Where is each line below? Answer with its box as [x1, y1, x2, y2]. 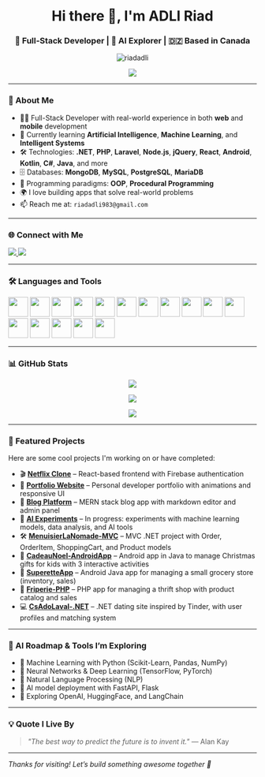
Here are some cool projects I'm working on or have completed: [8, 453, 215, 462]
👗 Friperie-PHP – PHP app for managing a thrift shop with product [19, 584, 235, 594]
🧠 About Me [8, 95, 54, 106]
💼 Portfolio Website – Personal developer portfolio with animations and [19, 480, 251, 490]
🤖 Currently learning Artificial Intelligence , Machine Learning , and [19, 129, 238, 139]
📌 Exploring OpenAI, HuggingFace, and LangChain [19, 692, 184, 701]
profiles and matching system [19, 613, 117, 622]
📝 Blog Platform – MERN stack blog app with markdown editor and [19, 497, 237, 506]
